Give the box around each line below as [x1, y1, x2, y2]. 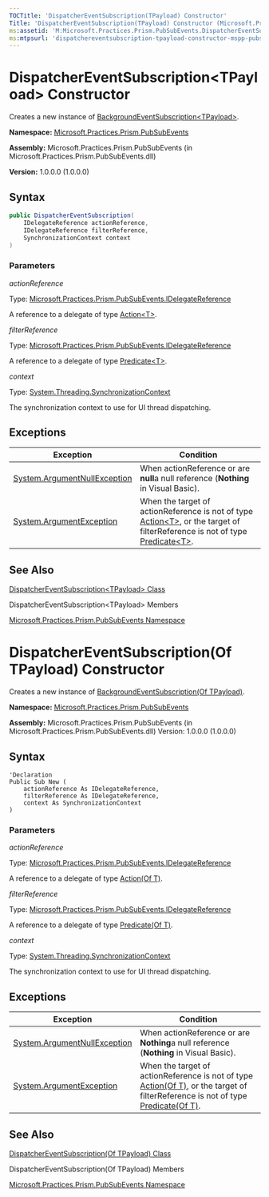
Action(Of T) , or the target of [140, 1080, 247, 1091]
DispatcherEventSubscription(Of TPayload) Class [9, 1148, 172, 1158]
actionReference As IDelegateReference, [23, 785, 160, 793]
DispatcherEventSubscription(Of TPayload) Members [9, 1164, 184, 1174]
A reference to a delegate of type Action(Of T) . [9, 874, 163, 883]
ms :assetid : [9, 26, 49, 34]
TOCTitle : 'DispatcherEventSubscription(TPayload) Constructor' [9, 11, 227, 20]
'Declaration [9, 771, 53, 779]
